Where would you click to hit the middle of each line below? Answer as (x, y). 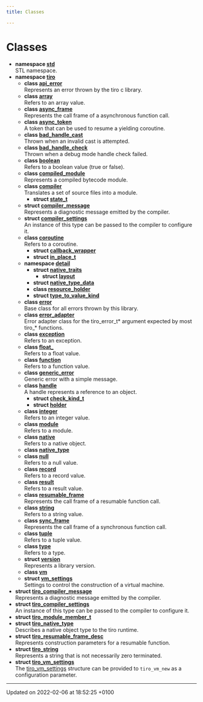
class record (40, 469)
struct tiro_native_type (44, 623)
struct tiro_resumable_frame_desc (59, 636)
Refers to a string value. (53, 514)
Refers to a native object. (55, 443)
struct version (42, 559)
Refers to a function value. (57, 366)
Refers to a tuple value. (53, 540)
